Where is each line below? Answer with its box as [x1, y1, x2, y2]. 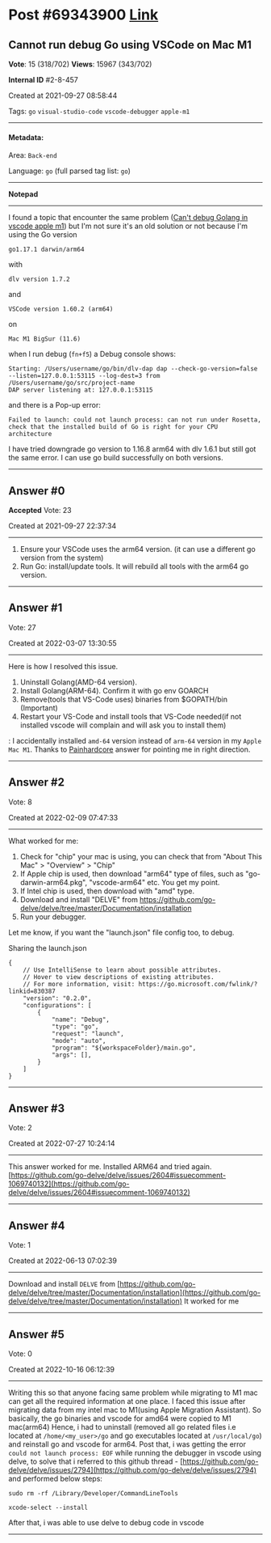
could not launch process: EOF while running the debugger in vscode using [8, 1448, 262, 1458]
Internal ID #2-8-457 [8, 75, 78, 84]
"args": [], [51, 1050, 92, 1059]
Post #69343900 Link [8, 6, 159, 24]
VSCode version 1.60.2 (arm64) [8, 305, 114, 313]
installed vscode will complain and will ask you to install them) [19, 720, 227, 730]
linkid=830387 [8, 987, 56, 995]
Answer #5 [8, 1327, 65, 1341]
